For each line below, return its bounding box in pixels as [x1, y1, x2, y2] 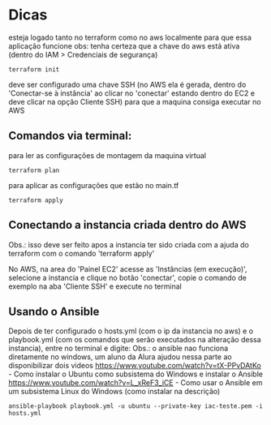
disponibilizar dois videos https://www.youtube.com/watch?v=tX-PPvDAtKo [8, 361, 261, 371]
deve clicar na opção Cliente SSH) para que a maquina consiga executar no [8, 97, 261, 106]
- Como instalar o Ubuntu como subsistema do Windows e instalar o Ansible [8, 369, 264, 379]
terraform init [8, 65, 60, 74]
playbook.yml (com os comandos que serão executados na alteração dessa [8, 335, 261, 345]
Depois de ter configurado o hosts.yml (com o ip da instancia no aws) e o [8, 326, 254, 336]
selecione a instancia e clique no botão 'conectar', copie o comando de [8, 273, 247, 282]
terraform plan [8, 166, 60, 174]
